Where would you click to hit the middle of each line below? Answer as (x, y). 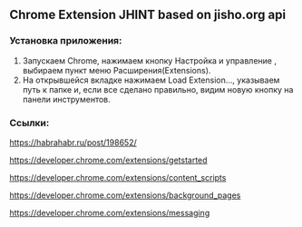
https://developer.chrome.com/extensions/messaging (110, 212)
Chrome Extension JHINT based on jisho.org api (148, 15)
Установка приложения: (66, 41)
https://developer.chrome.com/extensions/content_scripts (118, 177)
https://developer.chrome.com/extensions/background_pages (125, 195)
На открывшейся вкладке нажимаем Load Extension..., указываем (151, 80)
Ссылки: (29, 123)
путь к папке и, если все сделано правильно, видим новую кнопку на (158, 89)
